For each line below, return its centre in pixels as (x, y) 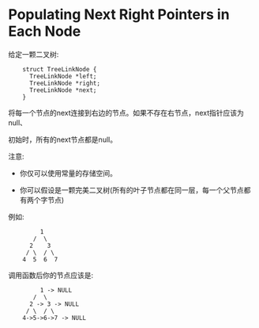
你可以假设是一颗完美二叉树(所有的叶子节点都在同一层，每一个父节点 (131, 190)
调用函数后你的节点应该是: (51, 275)
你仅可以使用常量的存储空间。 (68, 173)
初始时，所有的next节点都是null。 (62, 139)
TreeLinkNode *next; (63, 90)
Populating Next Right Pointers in (119, 15)
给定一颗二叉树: (34, 54)
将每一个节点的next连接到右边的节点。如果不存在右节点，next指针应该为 (126, 113)
